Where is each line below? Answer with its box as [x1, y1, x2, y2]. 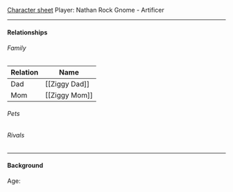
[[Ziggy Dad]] [44, 79, 90, 88]
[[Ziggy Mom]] [44, 90, 94, 99]
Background [7, 162, 44, 170]
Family [7, 44, 26, 52]
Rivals [7, 131, 25, 139]
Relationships [7, 28, 48, 37]
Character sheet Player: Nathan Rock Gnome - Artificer [7, 6, 164, 14]
